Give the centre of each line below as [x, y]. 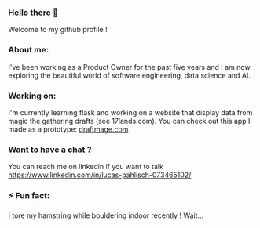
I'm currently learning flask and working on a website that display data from [130, 112]
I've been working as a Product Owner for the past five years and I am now [129, 67]
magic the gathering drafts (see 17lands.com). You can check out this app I [129, 121]
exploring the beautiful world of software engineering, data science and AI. [130, 75]
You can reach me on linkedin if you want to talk [86, 167]
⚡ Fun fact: [29, 196]
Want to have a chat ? [50, 150]
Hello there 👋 [33, 13]
